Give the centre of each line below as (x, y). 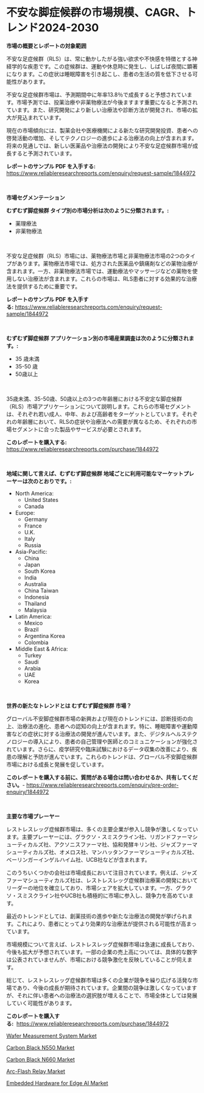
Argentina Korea (44, 636)
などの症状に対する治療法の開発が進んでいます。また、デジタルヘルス (99, 734)
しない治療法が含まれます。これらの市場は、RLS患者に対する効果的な (99, 279)
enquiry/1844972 (28, 792)
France (33, 526)
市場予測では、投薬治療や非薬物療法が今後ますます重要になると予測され (107, 102)
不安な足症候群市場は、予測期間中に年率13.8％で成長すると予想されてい (97, 95)
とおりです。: (55, 481)
